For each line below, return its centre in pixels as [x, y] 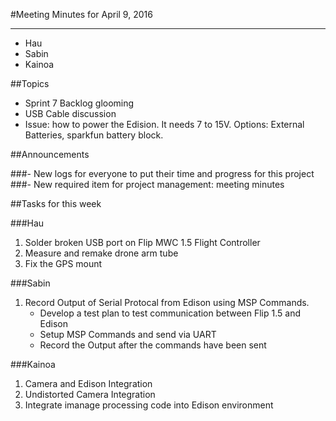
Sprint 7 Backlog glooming [79, 103]
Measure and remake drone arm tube [101, 253]
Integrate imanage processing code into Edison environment [149, 405]
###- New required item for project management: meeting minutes [147, 184]
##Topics [30, 83]
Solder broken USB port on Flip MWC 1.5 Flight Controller [142, 242]
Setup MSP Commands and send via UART [128, 334]
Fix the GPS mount [63, 263]
